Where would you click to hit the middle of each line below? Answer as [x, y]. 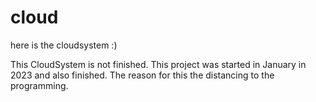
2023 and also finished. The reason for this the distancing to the [142, 75]
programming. [39, 85]
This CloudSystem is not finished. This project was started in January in [158, 64]
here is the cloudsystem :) [64, 45]
